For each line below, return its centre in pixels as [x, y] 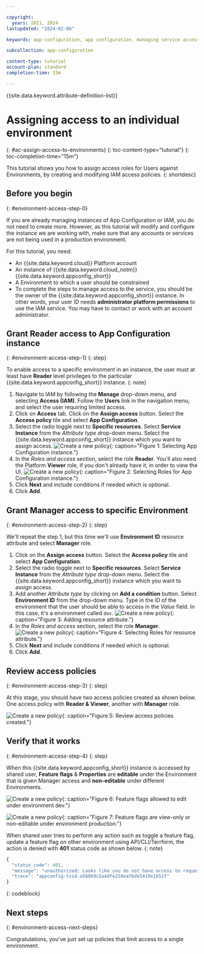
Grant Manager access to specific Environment [97, 510]
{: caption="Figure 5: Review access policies [118, 716]
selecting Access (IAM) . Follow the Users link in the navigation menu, [102, 401]
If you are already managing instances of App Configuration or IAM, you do [100, 220]
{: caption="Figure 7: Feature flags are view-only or [126, 817]
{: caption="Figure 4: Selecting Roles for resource [133, 632]
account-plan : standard [36, 67]
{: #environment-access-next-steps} [52, 927]
